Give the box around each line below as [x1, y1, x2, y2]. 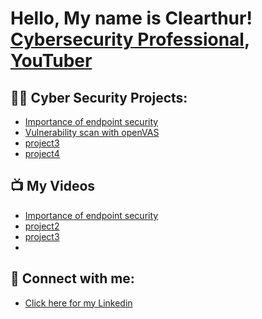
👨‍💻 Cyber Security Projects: [10, 89, 188, 106]
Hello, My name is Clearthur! [10, 7, 253, 30]
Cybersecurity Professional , [10, 28, 250, 51]
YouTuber [10, 50, 93, 72]
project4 [24, 148, 60, 159]
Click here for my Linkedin [24, 297, 133, 309]
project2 [24, 220, 60, 232]
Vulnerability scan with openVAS [24, 127, 160, 138]
